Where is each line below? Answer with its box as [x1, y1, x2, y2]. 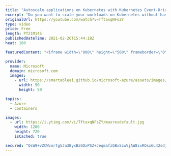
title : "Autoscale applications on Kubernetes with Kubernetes [5, 7, 142, 13]
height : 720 [14, 129, 40, 135]
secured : [5, 143, 24, 148]
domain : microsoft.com [10, 68, 58, 74]
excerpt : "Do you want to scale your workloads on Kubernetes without [5, 12, 158, 17]
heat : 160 [5, 41, 26, 46]
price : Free [5, 26, 31, 32]
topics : [5, 96, 22, 102]
